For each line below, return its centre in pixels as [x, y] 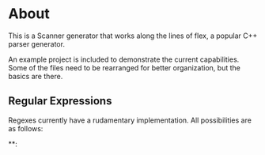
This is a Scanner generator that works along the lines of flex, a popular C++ [133, 36]
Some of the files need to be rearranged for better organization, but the [125, 67]
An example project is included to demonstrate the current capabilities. [124, 59]
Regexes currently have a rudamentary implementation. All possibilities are [130, 120]
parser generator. [37, 43]
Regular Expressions [60, 101]
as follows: [26, 128]
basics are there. [36, 76]
